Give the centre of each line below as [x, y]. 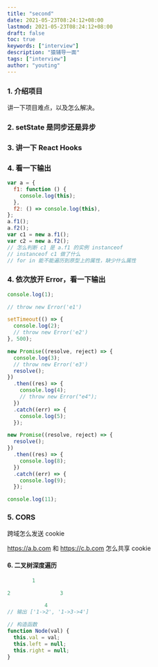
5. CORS [21, 517]
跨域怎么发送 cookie [36, 533]
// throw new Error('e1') [44, 307]
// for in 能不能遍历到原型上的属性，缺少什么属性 [72, 260]
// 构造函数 [23, 625]
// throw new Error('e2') [51, 332]
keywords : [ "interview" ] [43, 46]
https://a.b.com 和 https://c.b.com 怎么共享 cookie [79, 548]
